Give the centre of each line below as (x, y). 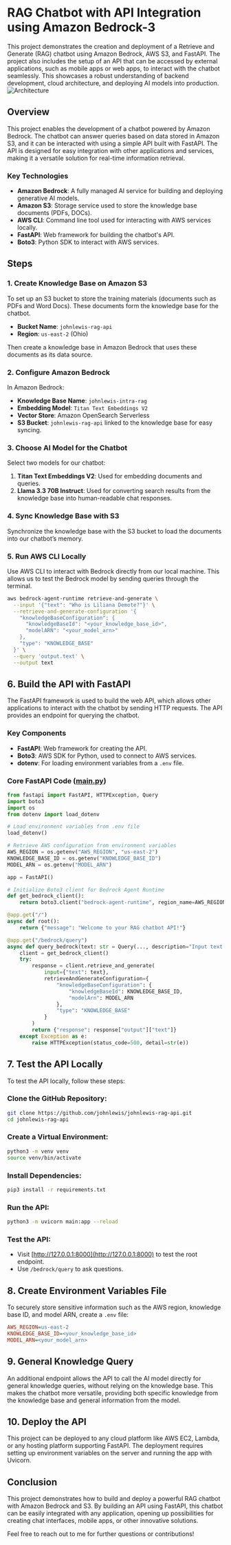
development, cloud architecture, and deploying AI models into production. (113, 83)
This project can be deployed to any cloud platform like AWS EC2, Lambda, (113, 1438)
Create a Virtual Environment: (58, 1137)
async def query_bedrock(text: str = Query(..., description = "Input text (115, 947)
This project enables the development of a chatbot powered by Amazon (109, 128)
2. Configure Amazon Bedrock (59, 372)
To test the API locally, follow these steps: (66, 1081)
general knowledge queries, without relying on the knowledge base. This (110, 1385)
